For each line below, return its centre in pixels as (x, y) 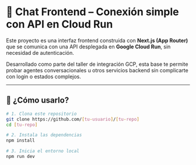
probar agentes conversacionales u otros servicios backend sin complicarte (97, 70)
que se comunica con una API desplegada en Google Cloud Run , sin (88, 47)
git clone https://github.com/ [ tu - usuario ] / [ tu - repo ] (73, 119)
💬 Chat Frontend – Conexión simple (92, 12)
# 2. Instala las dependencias (44, 135)
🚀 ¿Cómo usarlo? (38, 101)
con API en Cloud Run (60, 24)
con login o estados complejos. (44, 76)
